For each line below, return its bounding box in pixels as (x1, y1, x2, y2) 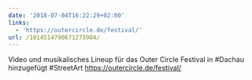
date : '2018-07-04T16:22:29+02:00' (8, 11, 125, 20)
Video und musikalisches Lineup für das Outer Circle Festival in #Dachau (8, 55, 244, 64)
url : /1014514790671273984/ (8, 33, 101, 42)
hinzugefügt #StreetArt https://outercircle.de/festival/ (8, 64, 182, 73)
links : (8, 19, 30, 27)
